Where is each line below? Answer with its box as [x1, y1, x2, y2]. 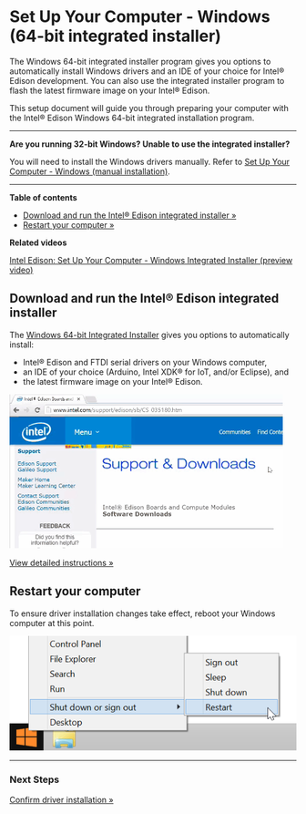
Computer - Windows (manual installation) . [9, 166, 170, 177]
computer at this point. [9, 617, 95, 628]
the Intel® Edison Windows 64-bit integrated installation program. [9, 112, 255, 123]
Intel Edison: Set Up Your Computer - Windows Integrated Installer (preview [9, 254, 293, 265]
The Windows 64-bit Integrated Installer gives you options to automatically [9, 329, 290, 340]
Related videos [9, 237, 67, 248]
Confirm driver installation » [9, 794, 114, 805]
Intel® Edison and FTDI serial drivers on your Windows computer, [22, 356, 268, 367]
